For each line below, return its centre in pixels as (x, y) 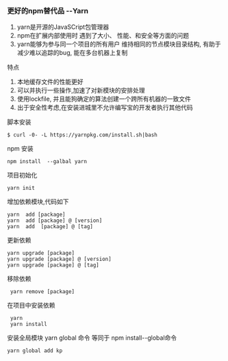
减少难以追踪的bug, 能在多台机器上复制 (72, 53)
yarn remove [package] (42, 292)
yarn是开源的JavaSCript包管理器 (63, 27)
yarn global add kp (35, 351)
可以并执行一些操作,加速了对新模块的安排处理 (81, 90)
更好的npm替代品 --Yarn (48, 10)
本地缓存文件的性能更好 (50, 82)
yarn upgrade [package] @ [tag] (53, 265)
